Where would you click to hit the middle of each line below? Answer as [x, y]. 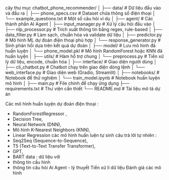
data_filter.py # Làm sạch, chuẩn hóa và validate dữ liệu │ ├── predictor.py [84, 35]
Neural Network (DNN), [37, 124]
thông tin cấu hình [31, 162]
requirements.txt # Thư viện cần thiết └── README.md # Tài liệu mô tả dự [83, 88]
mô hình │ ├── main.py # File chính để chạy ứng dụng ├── [68, 83]
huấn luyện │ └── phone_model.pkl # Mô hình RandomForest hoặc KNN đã [84, 51]
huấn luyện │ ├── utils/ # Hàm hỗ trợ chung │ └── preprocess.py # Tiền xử [85, 56]
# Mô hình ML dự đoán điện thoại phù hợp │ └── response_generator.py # [83, 40]
